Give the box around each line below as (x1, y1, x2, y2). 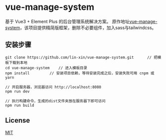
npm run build (5, 103, 35, 108)
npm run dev (5, 89, 30, 94)
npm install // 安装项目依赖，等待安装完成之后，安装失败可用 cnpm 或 (5, 71, 155, 76)
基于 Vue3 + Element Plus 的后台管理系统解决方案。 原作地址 (5, 18, 130, 24)
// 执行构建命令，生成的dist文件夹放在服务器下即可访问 (5, 98, 106, 103)
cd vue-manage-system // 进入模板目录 (5, 65, 88, 70)
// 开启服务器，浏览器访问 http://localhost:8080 (5, 85, 102, 90)
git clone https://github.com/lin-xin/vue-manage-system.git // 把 (5, 55, 158, 60)
